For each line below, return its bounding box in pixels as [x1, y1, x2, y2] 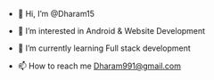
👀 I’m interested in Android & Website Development [17, 26, 206, 36]
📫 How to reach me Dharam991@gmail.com [17, 60, 181, 71]
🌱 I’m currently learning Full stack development [17, 43, 191, 53]
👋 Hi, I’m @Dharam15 [17, 9, 95, 19]
